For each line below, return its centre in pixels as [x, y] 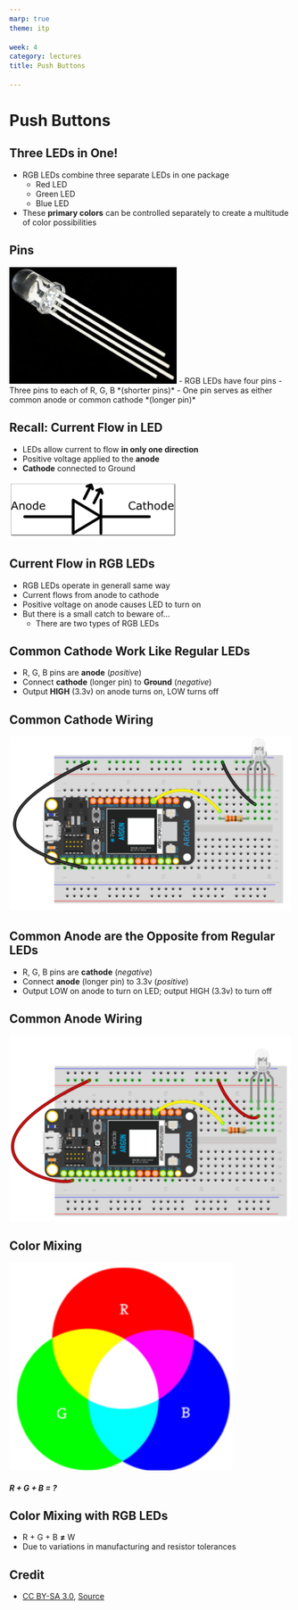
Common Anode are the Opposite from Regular [142, 937]
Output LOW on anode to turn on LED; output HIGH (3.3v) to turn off [147, 991]
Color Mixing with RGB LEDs [89, 1516]
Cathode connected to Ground [79, 468]
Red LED [51, 184]
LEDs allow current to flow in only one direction [110, 449]
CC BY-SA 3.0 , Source [63, 1597]
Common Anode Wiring [76, 1019]
